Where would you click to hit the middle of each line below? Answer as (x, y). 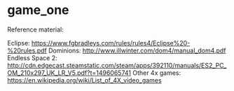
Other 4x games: (157, 73)
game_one (38, 10)
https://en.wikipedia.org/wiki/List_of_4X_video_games (85, 80)
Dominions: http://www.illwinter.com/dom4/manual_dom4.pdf (137, 50)
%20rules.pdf (27, 50)
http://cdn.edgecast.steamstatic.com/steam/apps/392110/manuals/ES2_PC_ (117, 65)
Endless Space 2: (32, 57)
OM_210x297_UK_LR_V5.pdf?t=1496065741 (69, 73)
